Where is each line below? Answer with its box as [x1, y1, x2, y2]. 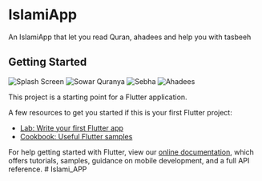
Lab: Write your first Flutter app [19, 123, 124, 133]
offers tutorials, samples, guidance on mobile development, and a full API [8, 155, 250, 165]
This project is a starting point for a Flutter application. [8, 92, 187, 102]
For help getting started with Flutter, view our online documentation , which [8, 147, 255, 157]
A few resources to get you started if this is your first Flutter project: [8, 107, 232, 117]
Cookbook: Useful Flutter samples [19, 131, 133, 141]
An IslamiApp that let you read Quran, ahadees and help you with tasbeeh [8, 32, 252, 42]
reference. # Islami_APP [8, 164, 87, 174]
